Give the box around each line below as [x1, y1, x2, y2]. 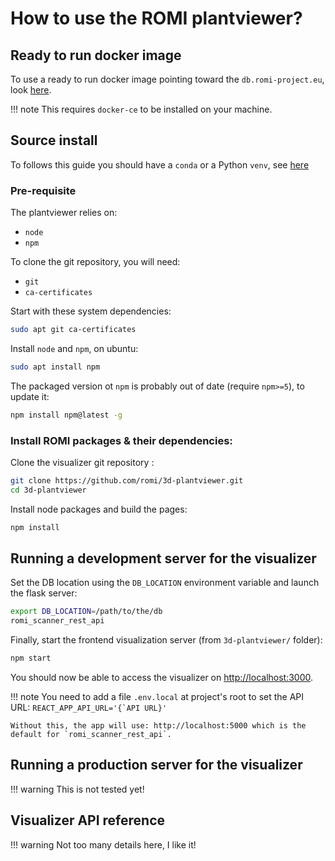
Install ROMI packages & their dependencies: [10, 433, 233, 447]
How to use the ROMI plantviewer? [10, 7, 303, 30]
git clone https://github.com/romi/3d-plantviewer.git [10, 476, 244, 486]
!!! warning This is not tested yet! [10, 783, 145, 795]
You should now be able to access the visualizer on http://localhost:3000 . [10, 672, 314, 684]
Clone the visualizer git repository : [10, 457, 155, 469]
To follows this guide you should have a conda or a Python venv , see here [10, 158, 310, 171]
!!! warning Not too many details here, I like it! [10, 838, 197, 851]
